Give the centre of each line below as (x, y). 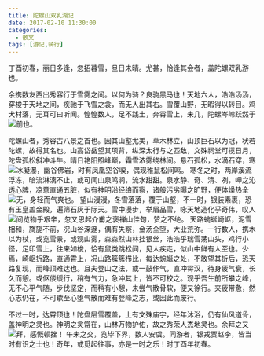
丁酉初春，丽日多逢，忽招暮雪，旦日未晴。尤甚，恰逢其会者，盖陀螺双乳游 (128, 68)
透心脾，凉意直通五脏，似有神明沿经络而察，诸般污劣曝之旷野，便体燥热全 (128, 190)
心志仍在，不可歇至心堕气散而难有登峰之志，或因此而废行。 (104, 298)
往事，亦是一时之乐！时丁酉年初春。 (156, 344)
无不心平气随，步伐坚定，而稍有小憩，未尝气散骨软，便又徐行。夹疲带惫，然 (132, 288)
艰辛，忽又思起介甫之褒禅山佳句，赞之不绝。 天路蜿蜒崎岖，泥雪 (147, 219)
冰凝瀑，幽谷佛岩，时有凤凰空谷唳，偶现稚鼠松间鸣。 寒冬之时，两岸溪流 (134, 171)
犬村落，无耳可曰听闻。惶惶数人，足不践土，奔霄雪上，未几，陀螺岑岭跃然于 (132, 114)
